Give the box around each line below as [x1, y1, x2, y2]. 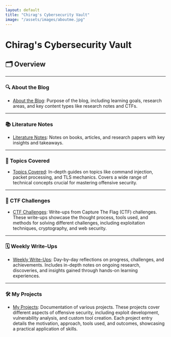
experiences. [12, 273, 40, 279]
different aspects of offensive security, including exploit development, [12, 309, 159, 316]
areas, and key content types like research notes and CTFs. [12, 103, 138, 109]
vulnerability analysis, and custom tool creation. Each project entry [12, 315, 153, 321]
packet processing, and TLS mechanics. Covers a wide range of [12, 174, 148, 180]
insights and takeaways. [12, 139, 64, 146]
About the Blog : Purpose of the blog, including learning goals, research [12, 98, 162, 104]
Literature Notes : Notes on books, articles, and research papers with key [12, 134, 165, 140]
